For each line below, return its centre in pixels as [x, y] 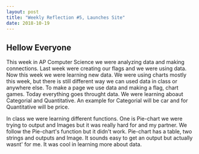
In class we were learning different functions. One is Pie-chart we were [94, 119]
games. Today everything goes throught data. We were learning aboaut [95, 94]
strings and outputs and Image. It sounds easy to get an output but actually [99, 138]
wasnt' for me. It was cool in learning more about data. [74, 144]
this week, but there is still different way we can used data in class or [92, 82]
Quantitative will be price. [38, 107]
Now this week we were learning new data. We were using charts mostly [96, 75]
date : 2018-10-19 [28, 23]
